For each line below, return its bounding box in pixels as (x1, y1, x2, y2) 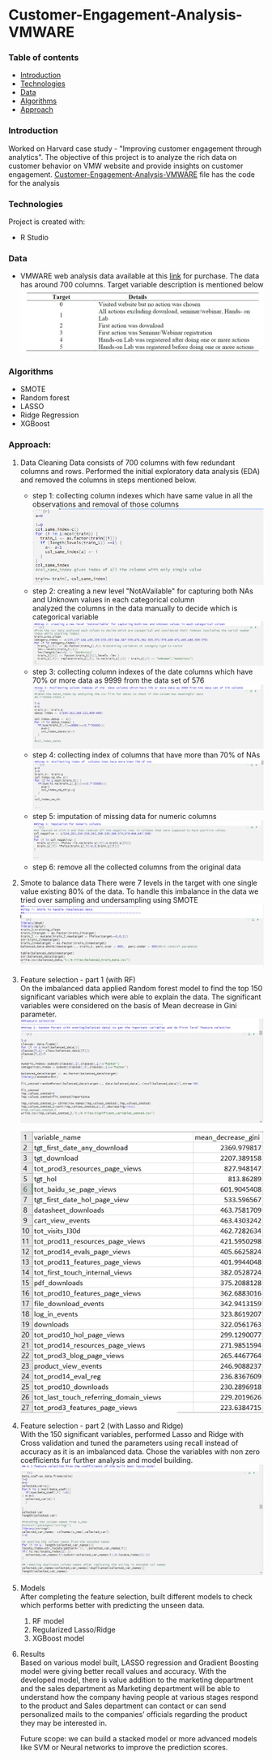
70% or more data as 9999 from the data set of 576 (32, 675, 205, 685)
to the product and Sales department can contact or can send (19, 1701, 227, 1710)
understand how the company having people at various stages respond (19, 1693, 259, 1702)
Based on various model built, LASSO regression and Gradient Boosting (19, 1658, 259, 1667)
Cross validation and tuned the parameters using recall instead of (19, 1439, 239, 1448)
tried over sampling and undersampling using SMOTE (19, 895, 198, 904)
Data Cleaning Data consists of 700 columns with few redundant (19, 457, 236, 468)
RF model (32, 1616, 65, 1626)
